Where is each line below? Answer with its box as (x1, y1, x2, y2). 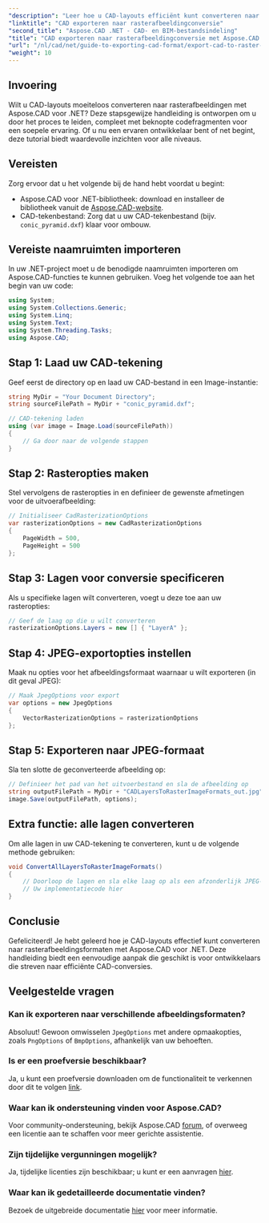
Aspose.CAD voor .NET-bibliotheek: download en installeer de (19, 194, 225, 204)
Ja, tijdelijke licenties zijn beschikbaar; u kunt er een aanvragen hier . (8, 1167, 234, 1177)
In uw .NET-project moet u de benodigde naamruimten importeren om (8, 264, 239, 273)
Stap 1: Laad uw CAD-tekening (8, 356, 163, 369)
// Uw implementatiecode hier (22, 885, 124, 894)
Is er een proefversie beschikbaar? (8, 1055, 147, 1067)
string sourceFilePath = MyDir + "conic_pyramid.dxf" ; (8, 400, 195, 409)
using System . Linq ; (8, 312, 74, 320)
